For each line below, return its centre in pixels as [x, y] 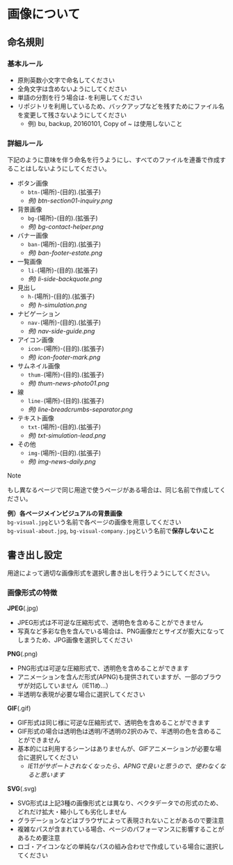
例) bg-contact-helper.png [66, 227]
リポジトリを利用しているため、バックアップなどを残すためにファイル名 [121, 106]
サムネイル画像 [39, 366]
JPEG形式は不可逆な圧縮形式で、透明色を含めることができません [110, 623]
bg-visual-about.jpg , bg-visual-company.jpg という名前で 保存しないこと [111, 531]
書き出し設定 [35, 555]
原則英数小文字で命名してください [66, 80]
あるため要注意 [39, 838]
